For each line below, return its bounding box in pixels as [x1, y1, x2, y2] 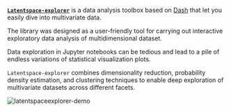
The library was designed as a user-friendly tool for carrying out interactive [7, 27, 223, 35]
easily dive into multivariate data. [7, 13, 102, 22]
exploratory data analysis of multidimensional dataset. [7, 34, 162, 42]
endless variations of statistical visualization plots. [7, 55, 151, 63]
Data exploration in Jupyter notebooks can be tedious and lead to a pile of [7, 48, 220, 56]
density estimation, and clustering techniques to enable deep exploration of [7, 76, 224, 84]
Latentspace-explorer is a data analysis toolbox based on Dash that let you [7, 6, 223, 14]
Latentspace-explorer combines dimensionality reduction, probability [7, 69, 206, 77]
